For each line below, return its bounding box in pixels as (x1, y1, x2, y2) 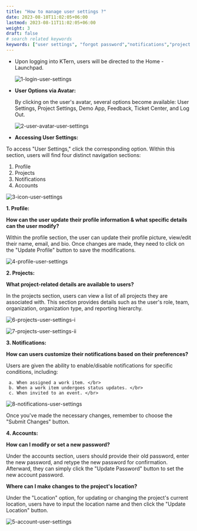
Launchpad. (14, 64, 44, 71)
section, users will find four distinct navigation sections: (6, 151, 141, 158)
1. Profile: (6, 204, 29, 211)
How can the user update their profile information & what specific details (6, 216, 188, 223)
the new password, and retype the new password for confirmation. (6, 458, 168, 465)
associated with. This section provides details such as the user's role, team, (6, 298, 190, 305)
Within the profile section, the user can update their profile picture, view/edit (6, 234, 191, 241)
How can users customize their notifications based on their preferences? (6, 350, 189, 357)
